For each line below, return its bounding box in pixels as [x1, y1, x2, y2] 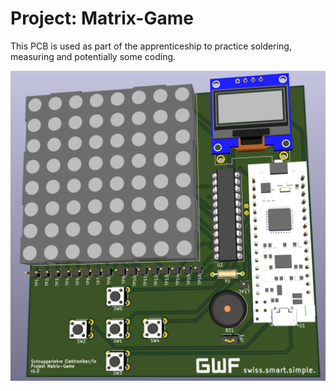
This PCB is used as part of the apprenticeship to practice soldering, [10, 40, 292, 52]
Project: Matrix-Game [10, 7, 194, 30]
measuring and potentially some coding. [10, 50, 177, 62]
